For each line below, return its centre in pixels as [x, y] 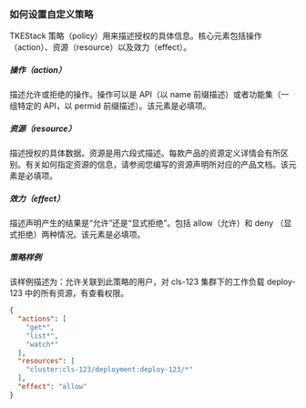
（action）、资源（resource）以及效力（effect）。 [101, 47]
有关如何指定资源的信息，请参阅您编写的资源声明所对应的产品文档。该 [157, 165]
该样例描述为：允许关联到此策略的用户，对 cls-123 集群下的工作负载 [137, 282]
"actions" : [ [42, 319]
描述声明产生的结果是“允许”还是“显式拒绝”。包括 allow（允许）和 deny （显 [151, 223]
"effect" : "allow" [53, 387]
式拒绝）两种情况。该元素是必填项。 [77, 235]
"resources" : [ [46, 362]
